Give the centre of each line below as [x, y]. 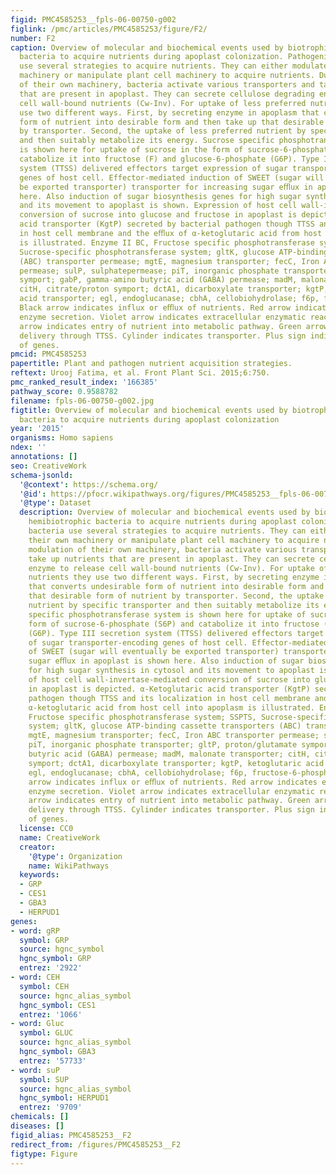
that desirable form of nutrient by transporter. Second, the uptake [176, 596]
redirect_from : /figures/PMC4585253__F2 [96, 1144]
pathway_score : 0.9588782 [64, 391]
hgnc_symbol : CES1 [58, 1005]
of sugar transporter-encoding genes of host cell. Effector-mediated [178, 642]
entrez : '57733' [53, 1061]
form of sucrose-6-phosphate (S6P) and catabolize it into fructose [174, 624]
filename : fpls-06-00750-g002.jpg [82, 401]
